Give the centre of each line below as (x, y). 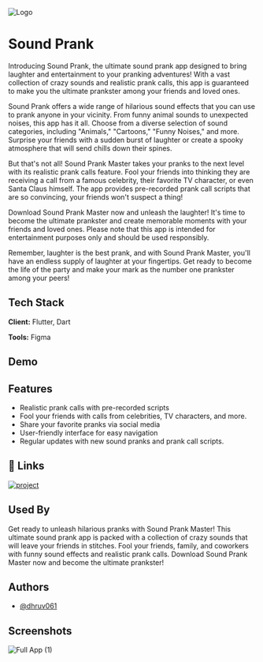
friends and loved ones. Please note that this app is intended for (112, 229)
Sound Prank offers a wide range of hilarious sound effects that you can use (132, 106)
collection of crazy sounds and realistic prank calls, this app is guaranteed (129, 82)
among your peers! (39, 278)
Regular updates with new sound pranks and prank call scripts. (122, 441)
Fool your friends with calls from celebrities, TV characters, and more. (133, 416)
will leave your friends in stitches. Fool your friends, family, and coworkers (129, 545)
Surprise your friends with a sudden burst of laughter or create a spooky (126, 140)
